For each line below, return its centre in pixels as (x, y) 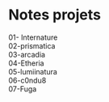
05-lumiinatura (33, 71)
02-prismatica (32, 45)
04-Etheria (26, 63)
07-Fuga (23, 89)
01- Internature (33, 37)
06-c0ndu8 (27, 80)
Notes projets (55, 15)
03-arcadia (27, 54)
